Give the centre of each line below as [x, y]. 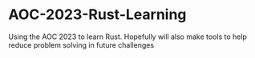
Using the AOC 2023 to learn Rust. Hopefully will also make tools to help [127, 37]
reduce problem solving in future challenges [81, 44]
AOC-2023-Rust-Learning [97, 15]
